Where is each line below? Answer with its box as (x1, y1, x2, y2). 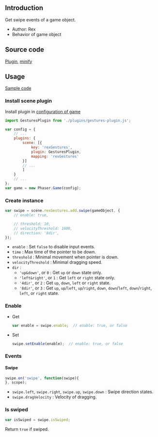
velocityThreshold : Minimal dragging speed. (12, 259, 103, 265)
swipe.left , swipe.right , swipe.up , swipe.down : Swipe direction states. (12, 389, 154, 395)
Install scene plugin (5, 97, 52, 104)
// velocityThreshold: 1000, (14, 226, 73, 231)
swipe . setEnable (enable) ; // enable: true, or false (12, 341, 123, 346)
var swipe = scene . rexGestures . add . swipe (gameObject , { (5, 208, 120, 213)
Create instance (5, 197, 44, 204)
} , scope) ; (5, 380, 27, 385)
